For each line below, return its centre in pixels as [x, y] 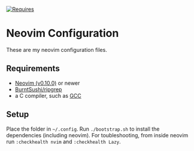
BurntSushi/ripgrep [38, 89]
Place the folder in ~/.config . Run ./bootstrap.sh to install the [83, 129]
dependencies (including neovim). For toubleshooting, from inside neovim [97, 135]
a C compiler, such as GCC [48, 95]
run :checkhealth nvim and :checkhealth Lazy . [63, 141]
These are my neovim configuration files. [57, 50]
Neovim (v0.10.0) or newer [47, 83]
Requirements [33, 69]
